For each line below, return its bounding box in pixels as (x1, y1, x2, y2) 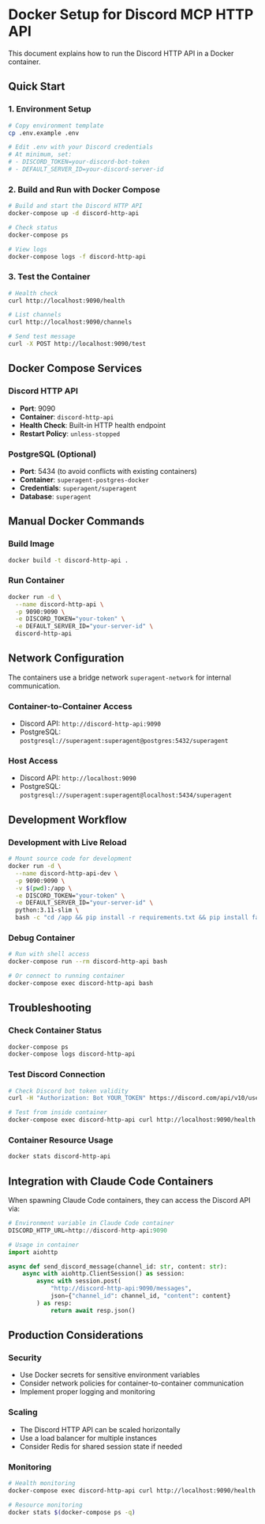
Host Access (8, 756, 58, 767)
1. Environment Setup (8, 104, 92, 115)
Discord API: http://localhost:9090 (19, 773, 136, 783)
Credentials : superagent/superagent (19, 483, 137, 492)
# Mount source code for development (8, 855, 132, 863)
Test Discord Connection (8, 1069, 106, 1080)
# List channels (8, 311, 62, 319)
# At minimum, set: (8, 150, 73, 159)
